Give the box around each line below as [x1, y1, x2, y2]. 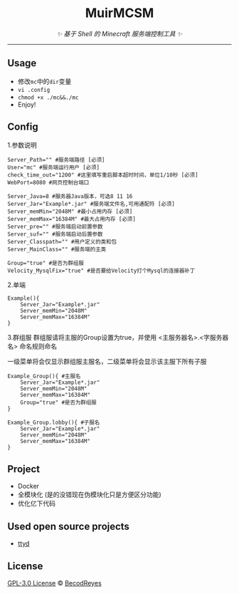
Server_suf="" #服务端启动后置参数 [7, 230, 103, 238]
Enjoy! [17, 100, 36, 108]
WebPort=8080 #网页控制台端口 [7, 179, 90, 186]
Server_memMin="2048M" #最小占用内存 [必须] [7, 208, 133, 215]
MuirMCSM [85, 5, 154, 21]
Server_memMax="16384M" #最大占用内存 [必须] [7, 215, 137, 222]
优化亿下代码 [17, 499, 55, 508]
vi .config [17, 86, 51, 93]
